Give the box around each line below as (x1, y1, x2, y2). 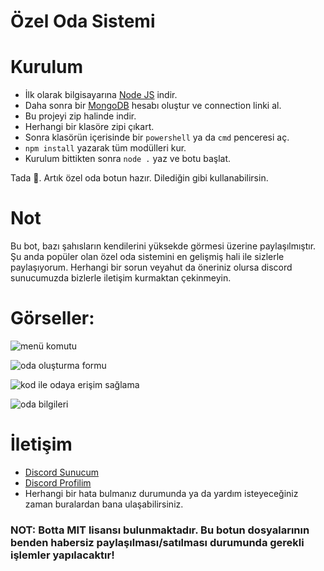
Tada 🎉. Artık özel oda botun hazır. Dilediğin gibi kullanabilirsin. (10, 172, 269, 184)
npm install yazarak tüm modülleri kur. (24, 142, 187, 154)
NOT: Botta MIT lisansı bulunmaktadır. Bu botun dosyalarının (10, 523, 310, 537)
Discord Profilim (24, 476, 92, 489)
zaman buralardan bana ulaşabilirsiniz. (24, 498, 184, 510)
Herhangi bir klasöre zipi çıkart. (24, 121, 155, 133)
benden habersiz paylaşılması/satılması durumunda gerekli (10, 535, 305, 549)
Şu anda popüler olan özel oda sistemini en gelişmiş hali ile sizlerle (10, 251, 285, 263)
